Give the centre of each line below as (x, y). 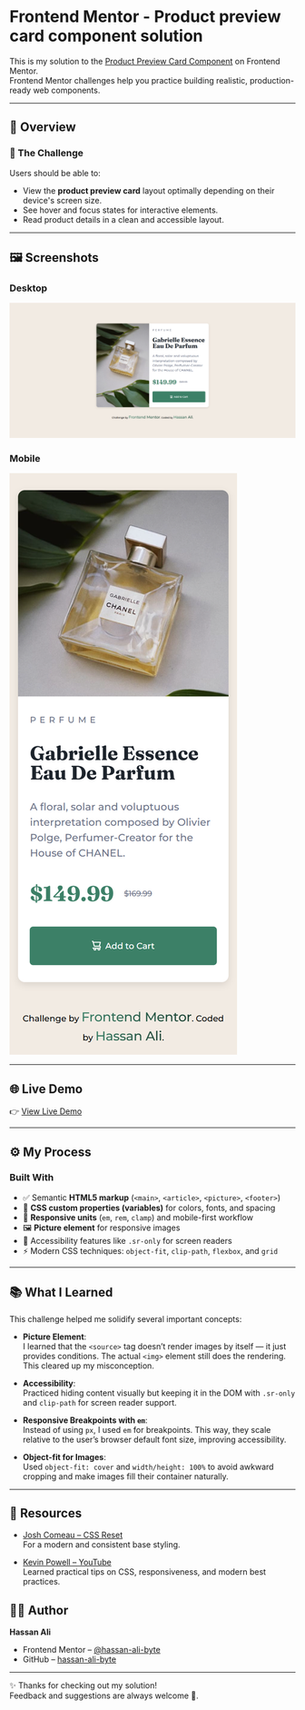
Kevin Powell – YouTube (67, 1562)
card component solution (106, 36)
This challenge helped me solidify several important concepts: (126, 1318)
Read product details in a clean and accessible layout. (123, 219)
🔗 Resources (46, 1513)
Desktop (29, 288)
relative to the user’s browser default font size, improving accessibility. (154, 1439)
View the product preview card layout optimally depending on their (148, 190)
